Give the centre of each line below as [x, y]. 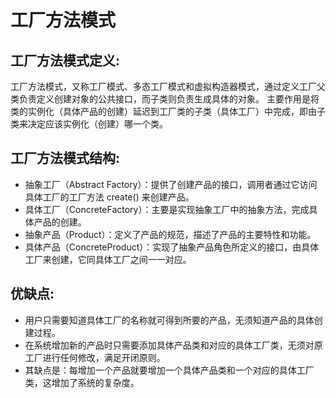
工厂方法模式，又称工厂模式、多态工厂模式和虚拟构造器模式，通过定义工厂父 [168, 86]
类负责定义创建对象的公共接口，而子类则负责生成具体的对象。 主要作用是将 [165, 99]
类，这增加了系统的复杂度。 [82, 382]
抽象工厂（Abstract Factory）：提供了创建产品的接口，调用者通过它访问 [171, 184]
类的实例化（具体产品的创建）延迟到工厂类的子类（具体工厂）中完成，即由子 [168, 111]
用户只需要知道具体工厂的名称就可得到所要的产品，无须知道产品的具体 [169, 320]
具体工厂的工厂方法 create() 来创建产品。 [109, 197]
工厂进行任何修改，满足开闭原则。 [95, 357]
